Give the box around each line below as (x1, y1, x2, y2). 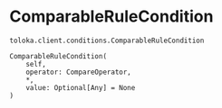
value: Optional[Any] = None (25, 83, 136, 92)
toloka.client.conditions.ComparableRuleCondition (9, 36, 205, 45)
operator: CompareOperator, (25, 67, 131, 76)
